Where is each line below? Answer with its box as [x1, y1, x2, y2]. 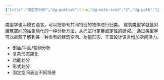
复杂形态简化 [12, 51, 39, 57]
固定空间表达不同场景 [12, 69, 56, 75]
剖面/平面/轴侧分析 [12, 44, 51, 50]
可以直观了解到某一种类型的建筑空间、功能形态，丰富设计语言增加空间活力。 [5, 34, 162, 40]
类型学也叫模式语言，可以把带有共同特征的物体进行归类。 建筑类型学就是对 [5, 21, 159, 27]
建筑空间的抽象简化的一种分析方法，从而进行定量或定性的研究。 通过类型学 [5, 28, 159, 34]
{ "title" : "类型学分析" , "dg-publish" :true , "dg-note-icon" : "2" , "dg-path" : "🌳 [5, 7, 160, 12]
